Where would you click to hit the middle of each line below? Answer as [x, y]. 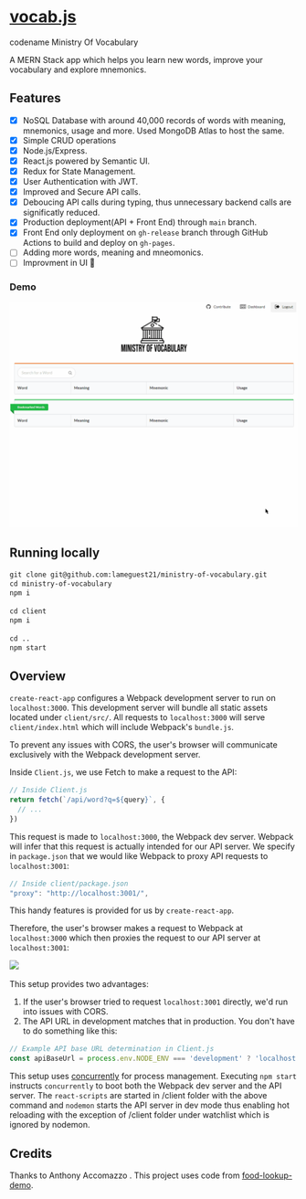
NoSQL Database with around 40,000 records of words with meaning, [154, 120]
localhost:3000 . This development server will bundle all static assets [138, 708]
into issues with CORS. [65, 1012]
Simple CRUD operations [69, 140]
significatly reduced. [61, 213]
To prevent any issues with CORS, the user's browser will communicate [144, 745]
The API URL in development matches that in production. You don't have [158, 1022]
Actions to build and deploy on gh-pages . [99, 243]
